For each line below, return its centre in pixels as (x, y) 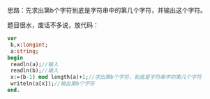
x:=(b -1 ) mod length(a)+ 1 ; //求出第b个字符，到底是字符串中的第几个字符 (106, 77)
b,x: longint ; (29, 45)
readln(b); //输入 (34, 71)
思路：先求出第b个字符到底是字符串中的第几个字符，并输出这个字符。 (107, 10)
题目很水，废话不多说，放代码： (53, 25)
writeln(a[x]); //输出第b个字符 (53, 84)
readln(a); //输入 (34, 64)
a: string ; (24, 51)
